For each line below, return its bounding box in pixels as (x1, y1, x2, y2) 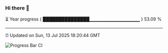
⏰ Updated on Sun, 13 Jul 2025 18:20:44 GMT (5, 32, 100, 38)
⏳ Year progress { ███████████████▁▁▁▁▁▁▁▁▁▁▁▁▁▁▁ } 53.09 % (5, 16, 161, 22)
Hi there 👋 (5, 4, 30, 11)
